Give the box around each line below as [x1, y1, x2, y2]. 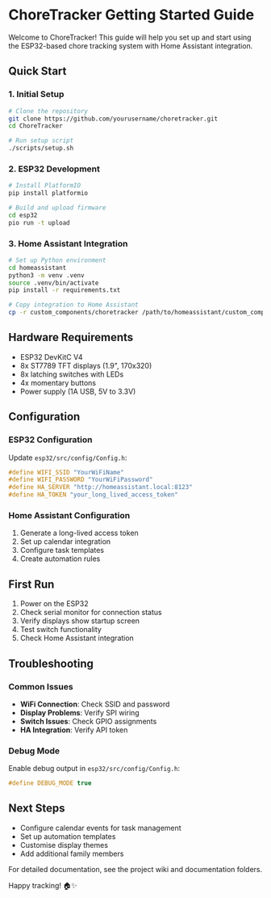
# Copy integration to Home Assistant [8, 301, 139, 309]
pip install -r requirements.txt [8, 286, 121, 294]
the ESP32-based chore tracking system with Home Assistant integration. [8, 40, 253, 50]
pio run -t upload [8, 218, 70, 227]
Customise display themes [19, 840, 109, 850]
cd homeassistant [8, 263, 67, 272]
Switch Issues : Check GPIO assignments [19, 716, 157, 726]
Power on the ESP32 [19, 599, 89, 609]
